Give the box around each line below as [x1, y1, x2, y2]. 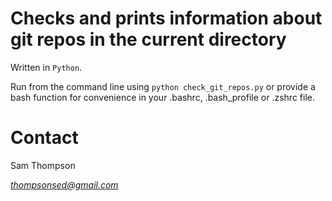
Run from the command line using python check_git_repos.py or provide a [10, 80, 316, 92]
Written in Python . [10, 61, 83, 73]
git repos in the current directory [10, 28, 287, 51]
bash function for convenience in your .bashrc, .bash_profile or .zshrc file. [10, 91, 315, 103]
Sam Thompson [10, 159, 76, 171]
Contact [10, 127, 79, 149]
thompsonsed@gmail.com [10, 178, 119, 191]
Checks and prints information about [10, 7, 323, 30]
